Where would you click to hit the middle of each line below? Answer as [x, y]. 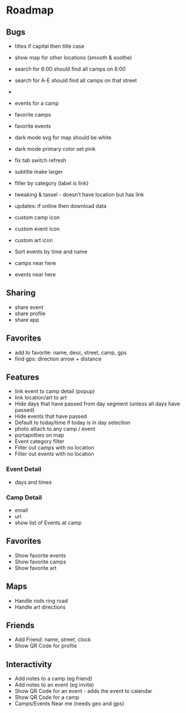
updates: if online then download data [61, 206]
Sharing [21, 293]
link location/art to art [41, 398]
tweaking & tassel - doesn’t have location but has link [79, 194]
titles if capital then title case [49, 46]
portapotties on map [39, 435]
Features [23, 377]
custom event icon [37, 229]
